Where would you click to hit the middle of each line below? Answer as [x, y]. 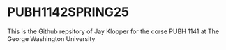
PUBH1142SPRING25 [68, 12]
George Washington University [51, 38]
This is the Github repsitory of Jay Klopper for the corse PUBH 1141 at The [113, 31]
